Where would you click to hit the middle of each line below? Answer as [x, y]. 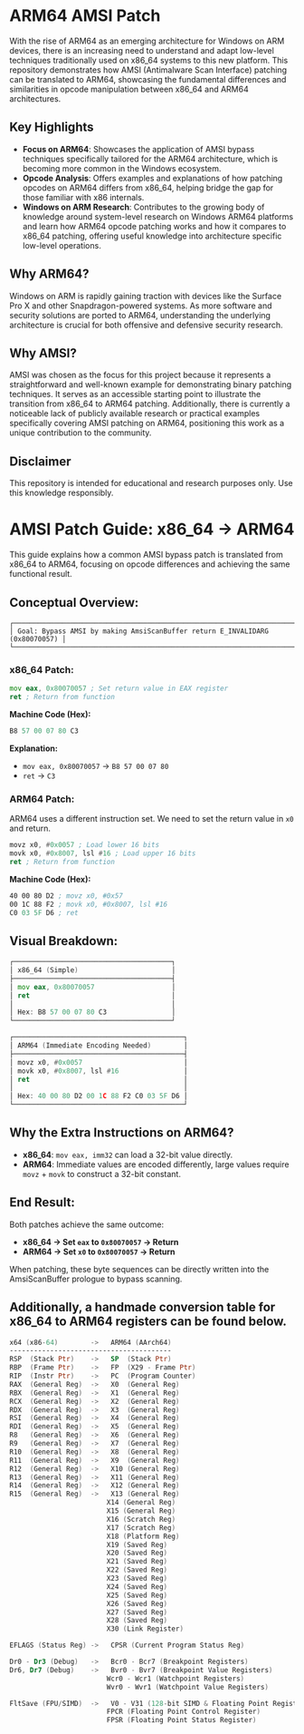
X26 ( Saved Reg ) [137, 1603]
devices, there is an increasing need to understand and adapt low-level [142, 50]
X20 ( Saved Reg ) [137, 1553]
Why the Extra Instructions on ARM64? [122, 1133]
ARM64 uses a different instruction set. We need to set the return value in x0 [152, 819]
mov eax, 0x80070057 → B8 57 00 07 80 [95, 765]
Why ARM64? [49, 274]
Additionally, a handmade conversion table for [142, 1307]
